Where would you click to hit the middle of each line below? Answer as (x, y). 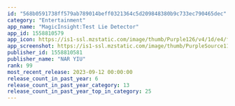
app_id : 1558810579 (36, 33)
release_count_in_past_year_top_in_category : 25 (79, 91)
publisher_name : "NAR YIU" (47, 59)
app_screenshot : (31, 46)
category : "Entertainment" (47, 20)
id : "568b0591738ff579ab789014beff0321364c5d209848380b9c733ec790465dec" (117, 14)
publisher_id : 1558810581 (45, 53)
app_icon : (22, 40)
